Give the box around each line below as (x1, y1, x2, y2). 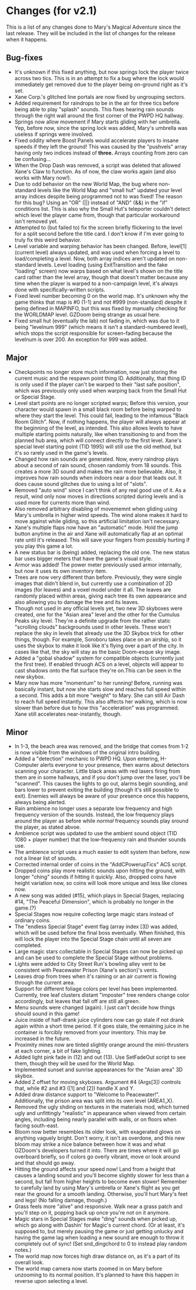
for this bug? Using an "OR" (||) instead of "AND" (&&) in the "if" (14, 199, 168, 206)
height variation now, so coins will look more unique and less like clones (14, 880, 188, 887)
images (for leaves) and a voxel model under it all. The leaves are (14, 586, 171, 593)
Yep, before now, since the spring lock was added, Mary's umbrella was (14, 124, 188, 131)
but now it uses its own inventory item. (14, 567, 107, 574)
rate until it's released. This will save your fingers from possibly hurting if (14, 536, 190, 543)
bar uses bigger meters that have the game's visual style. (14, 555, 153, 562)
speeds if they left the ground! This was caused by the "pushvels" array (14, 143, 187, 150)
